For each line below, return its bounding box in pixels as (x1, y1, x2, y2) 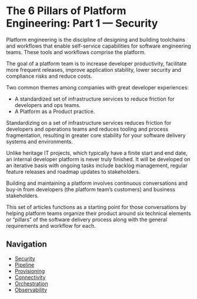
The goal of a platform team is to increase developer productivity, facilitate (6, 60, 187, 67)
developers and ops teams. (14, 101, 81, 108)
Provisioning (14, 267, 45, 274)
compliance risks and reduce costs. (6, 72, 92, 79)
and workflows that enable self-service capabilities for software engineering (6, 42, 191, 49)
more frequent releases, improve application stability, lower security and (6, 66, 181, 73)
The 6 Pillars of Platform (6, 4, 126, 18)
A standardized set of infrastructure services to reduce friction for (14, 95, 175, 102)
